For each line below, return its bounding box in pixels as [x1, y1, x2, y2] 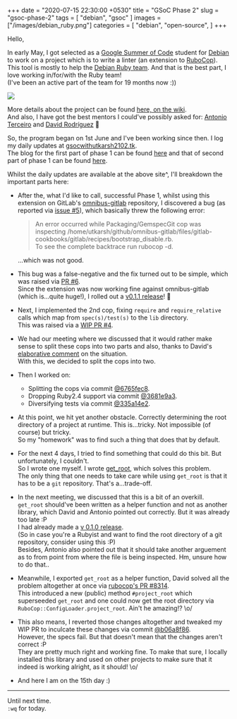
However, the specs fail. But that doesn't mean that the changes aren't [17, 633, 223, 641]
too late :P [17, 515, 47, 524]
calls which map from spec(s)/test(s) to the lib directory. [17, 313, 188, 322]
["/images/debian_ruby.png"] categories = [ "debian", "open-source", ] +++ [7, 21, 227, 29]
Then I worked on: [17, 370, 71, 379]
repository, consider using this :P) [17, 538, 116, 546]
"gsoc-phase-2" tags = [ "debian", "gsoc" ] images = [7, 13, 162, 22]
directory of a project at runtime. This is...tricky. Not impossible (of [17, 421, 212, 429]
